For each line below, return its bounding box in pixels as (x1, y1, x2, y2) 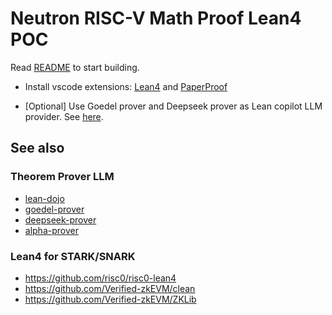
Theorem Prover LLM (10, 170, 115, 184)
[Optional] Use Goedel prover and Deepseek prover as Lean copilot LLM (24, 100, 323, 112)
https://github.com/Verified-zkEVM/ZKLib (24, 293, 197, 305)
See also (10, 140, 65, 157)
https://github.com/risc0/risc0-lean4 (24, 272, 177, 284)
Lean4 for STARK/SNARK (10, 249, 136, 263)
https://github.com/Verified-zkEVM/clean (24, 282, 196, 294)
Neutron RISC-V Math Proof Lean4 (10, 7, 302, 30)
